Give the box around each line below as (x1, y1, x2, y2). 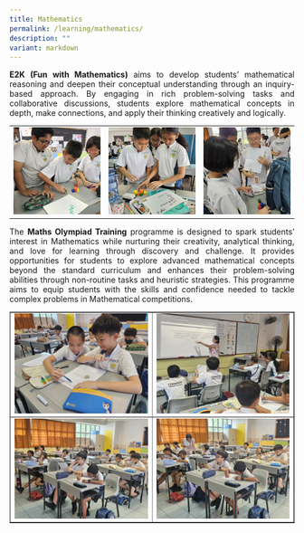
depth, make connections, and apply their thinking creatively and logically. (9, 108, 287, 119)
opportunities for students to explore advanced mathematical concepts (9, 254, 295, 266)
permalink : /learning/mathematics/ (9, 24, 144, 33)
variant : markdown (9, 43, 79, 52)
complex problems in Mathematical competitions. (9, 293, 193, 304)
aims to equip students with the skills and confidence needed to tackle (9, 283, 295, 294)
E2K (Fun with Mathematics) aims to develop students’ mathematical (9, 69, 296, 81)
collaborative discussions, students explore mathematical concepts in (9, 98, 295, 109)
